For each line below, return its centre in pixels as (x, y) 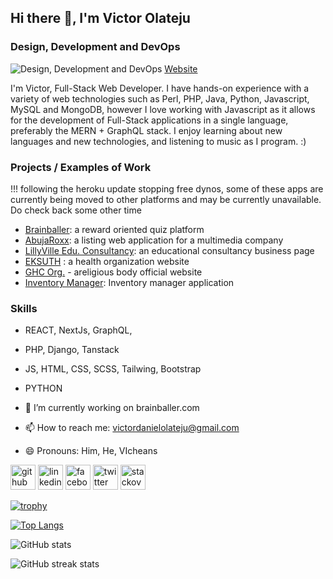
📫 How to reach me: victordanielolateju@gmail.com (132, 428)
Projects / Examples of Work (81, 167)
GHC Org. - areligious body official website (113, 272)
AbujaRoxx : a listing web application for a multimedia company (154, 240)
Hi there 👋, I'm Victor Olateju (100, 18)
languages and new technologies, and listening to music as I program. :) (158, 141)
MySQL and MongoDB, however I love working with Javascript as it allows (163, 109)
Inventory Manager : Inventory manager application (129, 282)
